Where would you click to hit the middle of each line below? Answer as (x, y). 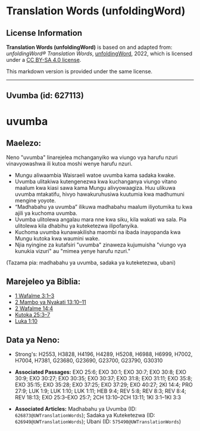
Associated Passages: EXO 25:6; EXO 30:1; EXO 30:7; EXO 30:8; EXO (100, 372)
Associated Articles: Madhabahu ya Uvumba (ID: (76, 409)
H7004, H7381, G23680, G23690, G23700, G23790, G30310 (89, 361)
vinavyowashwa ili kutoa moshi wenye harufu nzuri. (69, 164)
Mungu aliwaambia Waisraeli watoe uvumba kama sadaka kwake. (95, 175)
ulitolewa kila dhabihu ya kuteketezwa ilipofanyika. (76, 226)
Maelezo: (24, 143)
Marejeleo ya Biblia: (43, 281)
